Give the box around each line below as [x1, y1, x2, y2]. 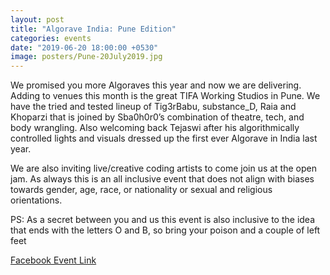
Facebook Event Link [10, 254, 97, 266]
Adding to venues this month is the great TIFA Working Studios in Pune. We [10, 90, 321, 102]
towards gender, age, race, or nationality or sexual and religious [10, 184, 273, 196]
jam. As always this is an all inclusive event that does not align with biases [10, 173, 315, 185]
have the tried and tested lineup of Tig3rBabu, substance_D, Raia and [10, 101, 297, 113]
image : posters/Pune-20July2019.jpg [10, 52, 163, 62]
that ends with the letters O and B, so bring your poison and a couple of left [10, 224, 321, 236]
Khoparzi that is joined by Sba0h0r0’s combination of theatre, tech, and [10, 111, 305, 123]
